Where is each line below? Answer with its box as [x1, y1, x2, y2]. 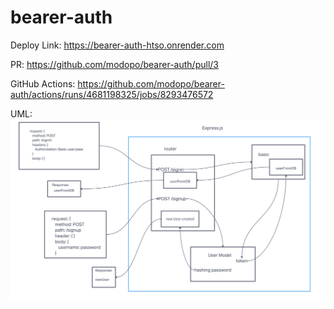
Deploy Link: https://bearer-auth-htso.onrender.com [10, 39, 225, 51]
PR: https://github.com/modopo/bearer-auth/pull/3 [10, 58, 219, 70]
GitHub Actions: [10, 77, 76, 90]
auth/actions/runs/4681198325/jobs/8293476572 [10, 88, 214, 100]
